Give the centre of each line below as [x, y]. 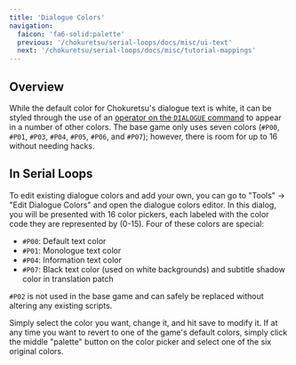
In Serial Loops [51, 174]
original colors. [36, 351]
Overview [37, 87]
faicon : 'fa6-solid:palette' [71, 34]
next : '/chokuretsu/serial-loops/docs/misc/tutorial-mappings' [136, 51]
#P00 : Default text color [64, 240]
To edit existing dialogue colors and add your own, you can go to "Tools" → [148, 195]
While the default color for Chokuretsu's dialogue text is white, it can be [140, 108]
